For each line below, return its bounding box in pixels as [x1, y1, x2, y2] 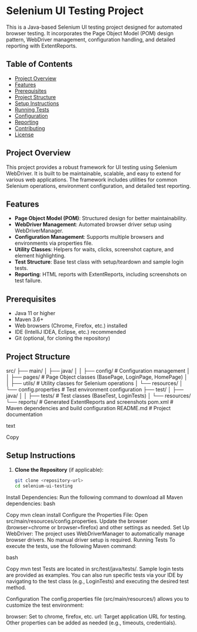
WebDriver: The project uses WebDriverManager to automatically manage [6, 530, 185, 537]
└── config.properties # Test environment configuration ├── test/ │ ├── [6, 386, 184, 393]
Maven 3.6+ [14, 316, 44, 323]
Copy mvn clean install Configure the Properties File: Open [6, 511, 148, 518]
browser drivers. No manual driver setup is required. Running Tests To [6, 536, 176, 543]
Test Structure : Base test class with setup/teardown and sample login [14, 258, 184, 265]
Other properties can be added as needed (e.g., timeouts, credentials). [6, 619, 177, 626]
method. [6, 584, 26, 591]
